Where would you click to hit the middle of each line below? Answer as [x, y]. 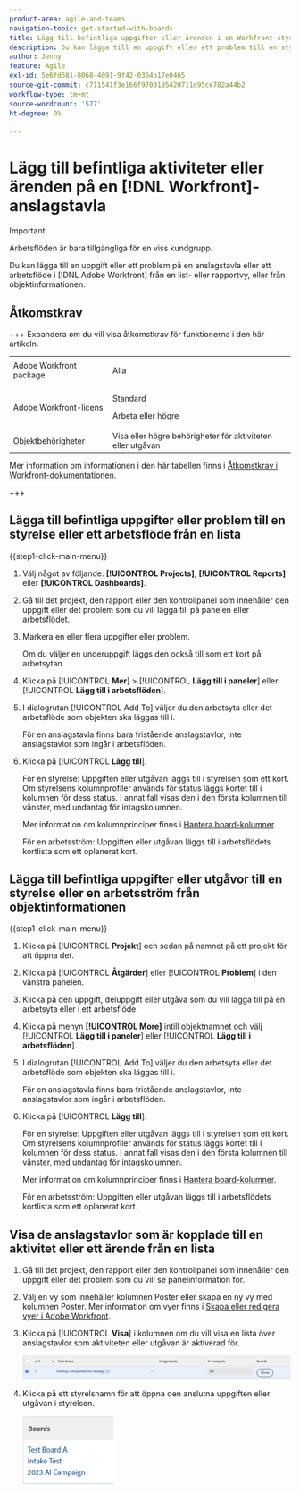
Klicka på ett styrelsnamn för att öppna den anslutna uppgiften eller [146, 1394]
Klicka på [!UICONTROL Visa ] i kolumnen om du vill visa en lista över [149, 1334]
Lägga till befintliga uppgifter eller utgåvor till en [146, 879]
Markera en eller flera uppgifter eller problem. [106, 636]
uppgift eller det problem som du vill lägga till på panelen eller [136, 609]
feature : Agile [37, 66]
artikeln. [24, 344]
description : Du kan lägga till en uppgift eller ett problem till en [143, 47]
